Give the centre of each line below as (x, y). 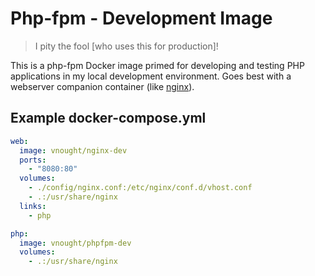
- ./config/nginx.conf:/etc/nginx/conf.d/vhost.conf (140, 188)
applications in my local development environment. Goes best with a (151, 76)
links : (33, 206)
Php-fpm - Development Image (141, 18)
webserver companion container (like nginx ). (102, 86)
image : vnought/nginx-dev (73, 150)
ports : (33, 160)
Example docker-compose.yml (108, 118)
